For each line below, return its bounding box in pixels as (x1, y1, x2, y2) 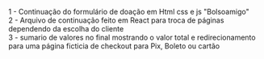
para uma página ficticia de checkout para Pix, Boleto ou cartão (8, 41, 220, 51)
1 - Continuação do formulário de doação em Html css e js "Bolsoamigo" (8, 7, 249, 16)
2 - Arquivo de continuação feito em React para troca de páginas (8, 15, 224, 25)
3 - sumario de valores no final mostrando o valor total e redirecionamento (8, 32, 256, 42)
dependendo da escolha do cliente (8, 24, 124, 33)
